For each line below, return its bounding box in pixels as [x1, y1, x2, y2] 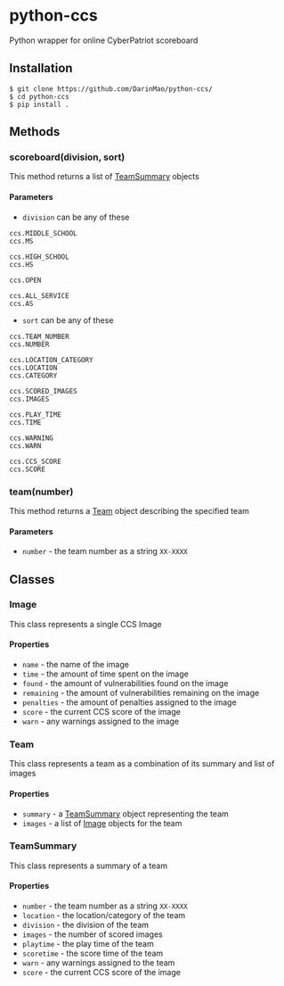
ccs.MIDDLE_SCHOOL [9, 228, 77, 237]
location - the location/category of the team [21, 910, 186, 921]
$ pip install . [9, 100, 69, 109]
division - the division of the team [21, 920, 150, 931]
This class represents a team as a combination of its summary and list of [9, 758, 275, 769]
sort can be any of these [21, 314, 114, 326]
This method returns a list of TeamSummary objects [9, 171, 200, 182]
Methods [9, 124, 61, 139]
